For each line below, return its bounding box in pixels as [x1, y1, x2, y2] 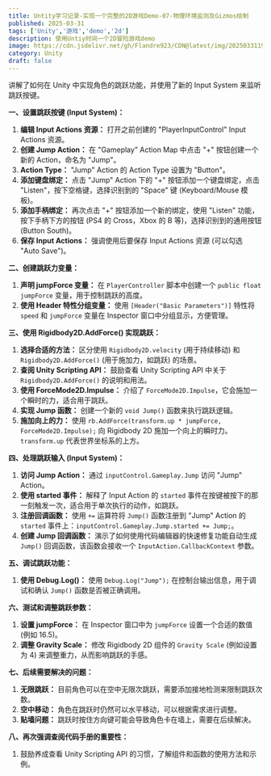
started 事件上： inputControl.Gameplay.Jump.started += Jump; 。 [19, 521, 239, 530]
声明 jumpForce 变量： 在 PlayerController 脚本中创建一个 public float [19, 280, 262, 289]
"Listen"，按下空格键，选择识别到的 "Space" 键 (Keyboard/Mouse [19, 185, 240, 195]
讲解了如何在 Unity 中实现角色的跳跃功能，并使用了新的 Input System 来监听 [8, 80, 262, 90]
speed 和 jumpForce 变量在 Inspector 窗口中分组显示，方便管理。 [19, 310, 232, 320]
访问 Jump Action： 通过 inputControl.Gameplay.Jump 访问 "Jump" [19, 470, 243, 479]
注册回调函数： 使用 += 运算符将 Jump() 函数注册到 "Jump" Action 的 [19, 510, 246, 520]
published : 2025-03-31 [8, 19, 85, 27]
